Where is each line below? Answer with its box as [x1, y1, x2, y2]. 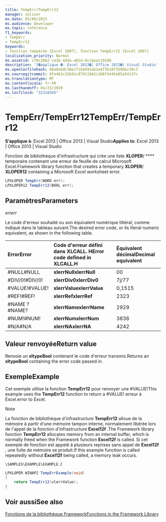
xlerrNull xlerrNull [53, 268, 95, 275]
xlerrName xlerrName [53, 304, 105, 311]
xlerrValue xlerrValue [53, 285, 104, 291]
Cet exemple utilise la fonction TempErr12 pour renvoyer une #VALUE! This [5, 385, 157, 391]
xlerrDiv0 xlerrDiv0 [53, 277, 99, 284]
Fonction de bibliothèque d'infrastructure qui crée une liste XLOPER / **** [5, 153, 155, 159]
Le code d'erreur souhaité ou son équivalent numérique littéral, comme [5, 219, 150, 225]
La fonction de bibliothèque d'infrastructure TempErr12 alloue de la [5, 415, 142, 421]
